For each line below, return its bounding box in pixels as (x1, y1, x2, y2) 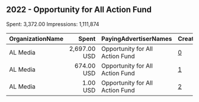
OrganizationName (9, 34, 64, 43)
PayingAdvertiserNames (101, 34, 172, 43)
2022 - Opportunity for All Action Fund (6, 5, 152, 15)
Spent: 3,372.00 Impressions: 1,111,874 (6, 20, 99, 27)
